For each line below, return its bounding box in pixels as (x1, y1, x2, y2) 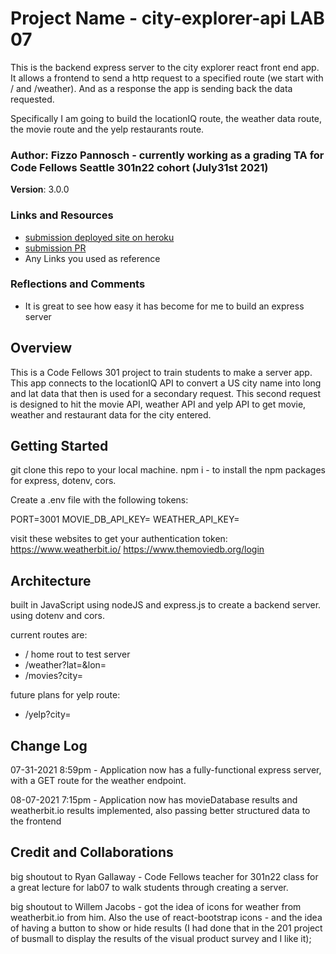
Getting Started (10, 438, 109, 455)
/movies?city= (24, 670, 84, 682)
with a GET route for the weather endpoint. (10, 775, 187, 787)
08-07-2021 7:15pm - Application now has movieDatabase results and (10, 794, 298, 806)
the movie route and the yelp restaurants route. (10, 123, 205, 135)
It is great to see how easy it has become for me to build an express (24, 300, 305, 312)
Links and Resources (10, 208, 114, 222)
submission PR (24, 242, 87, 254)
